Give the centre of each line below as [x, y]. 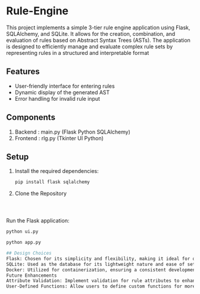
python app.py [24, 243]
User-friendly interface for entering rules [65, 86]
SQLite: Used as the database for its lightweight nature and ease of [96, 264]
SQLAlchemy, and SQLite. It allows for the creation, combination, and [91, 33]
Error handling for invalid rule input [57, 98]
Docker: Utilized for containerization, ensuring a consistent [86, 270]
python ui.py [22, 232]
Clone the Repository [41, 194]
